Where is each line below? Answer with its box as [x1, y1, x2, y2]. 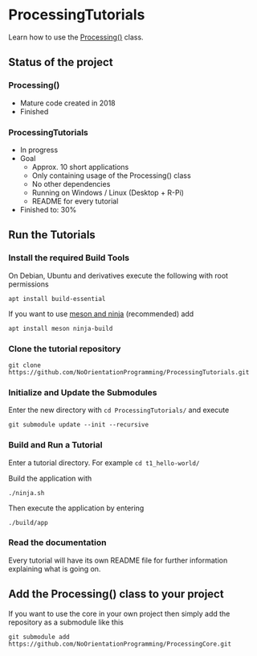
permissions [8, 279, 50, 289]
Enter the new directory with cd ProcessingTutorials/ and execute [8, 405, 230, 415]
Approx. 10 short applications [31, 162, 129, 171]
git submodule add [8, 633, 70, 641]
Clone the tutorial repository [8, 343, 121, 354]
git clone [8, 361, 42, 369]
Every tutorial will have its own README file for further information [8, 555, 228, 565]
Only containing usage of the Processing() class [31, 171, 191, 180]
